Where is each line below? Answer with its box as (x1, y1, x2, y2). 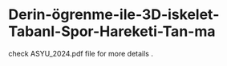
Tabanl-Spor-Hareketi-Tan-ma (8, 22, 216, 41)
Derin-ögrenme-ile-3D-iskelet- (8, 6, 220, 24)
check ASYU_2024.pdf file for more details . (8, 49, 154, 58)
